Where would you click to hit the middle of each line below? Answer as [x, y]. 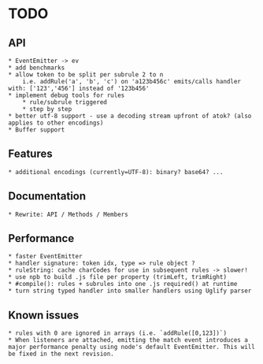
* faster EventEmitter [45, 257]
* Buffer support [37, 130]
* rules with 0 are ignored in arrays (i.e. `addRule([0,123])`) [117, 333]
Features [30, 154]
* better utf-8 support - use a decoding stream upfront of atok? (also [130, 116]
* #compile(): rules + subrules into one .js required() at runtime [123, 284]
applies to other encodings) [56, 123]
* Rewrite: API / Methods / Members [68, 214]
